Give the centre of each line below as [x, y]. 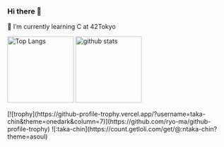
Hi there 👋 [25, 11]
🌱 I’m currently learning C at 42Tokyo [62, 27]
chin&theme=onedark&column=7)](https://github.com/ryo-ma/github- [109, 122]
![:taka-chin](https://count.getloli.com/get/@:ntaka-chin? [135, 129]
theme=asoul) [28, 136]
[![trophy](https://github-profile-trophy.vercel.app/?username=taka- [107, 114]
